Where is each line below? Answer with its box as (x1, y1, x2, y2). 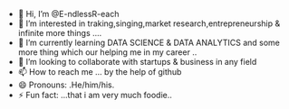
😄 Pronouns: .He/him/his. (17, 79, 115, 90)
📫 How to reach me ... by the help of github (17, 67, 182, 77)
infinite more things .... (17, 28, 102, 38)
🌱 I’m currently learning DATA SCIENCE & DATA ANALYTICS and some (17, 37, 281, 48)
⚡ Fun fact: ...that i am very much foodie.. (17, 90, 172, 100)
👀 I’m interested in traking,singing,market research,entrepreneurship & (17, 18, 281, 29)
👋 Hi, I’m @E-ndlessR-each (17, 9, 120, 19)
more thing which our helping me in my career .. (17, 47, 197, 58)
